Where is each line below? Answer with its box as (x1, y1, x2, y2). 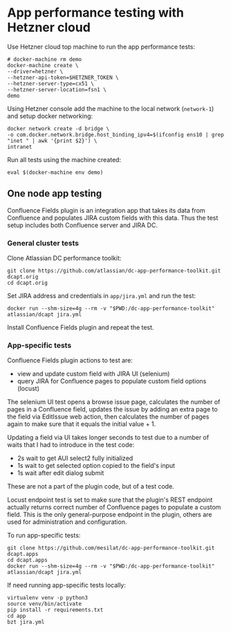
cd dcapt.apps (7, 556, 48, 564)
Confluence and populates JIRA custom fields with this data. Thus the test (7, 213, 219, 222)
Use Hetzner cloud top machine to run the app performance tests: (7, 42, 196, 51)
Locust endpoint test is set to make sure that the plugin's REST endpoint (7, 495, 213, 504)
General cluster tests (7, 238, 80, 247)
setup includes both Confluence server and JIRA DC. (7, 220, 158, 229)
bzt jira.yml (7, 619, 45, 626)
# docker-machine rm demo (7, 55, 82, 63)
